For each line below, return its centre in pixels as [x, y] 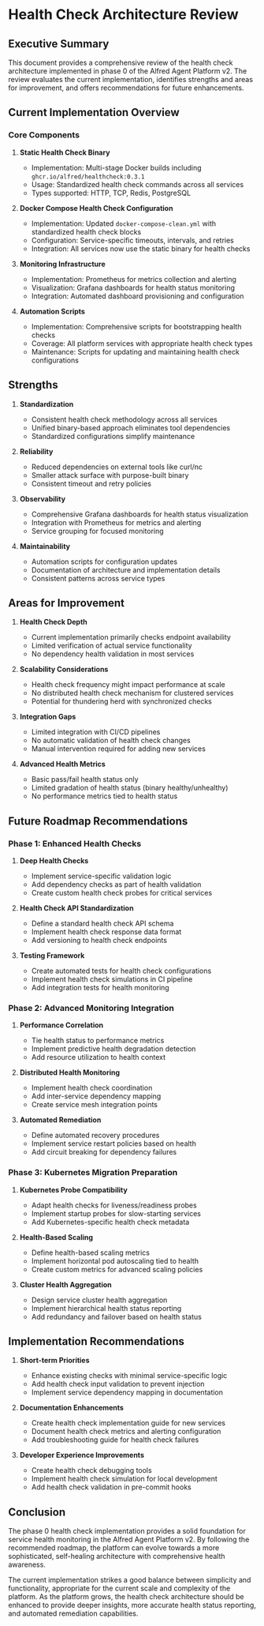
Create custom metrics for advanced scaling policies [117, 1269]
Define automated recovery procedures [95, 1136]
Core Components [44, 135]
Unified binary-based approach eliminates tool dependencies [131, 427]
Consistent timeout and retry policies [91, 483]
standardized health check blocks [86, 231]
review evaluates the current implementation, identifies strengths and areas [131, 79]
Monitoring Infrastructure [62, 264]
